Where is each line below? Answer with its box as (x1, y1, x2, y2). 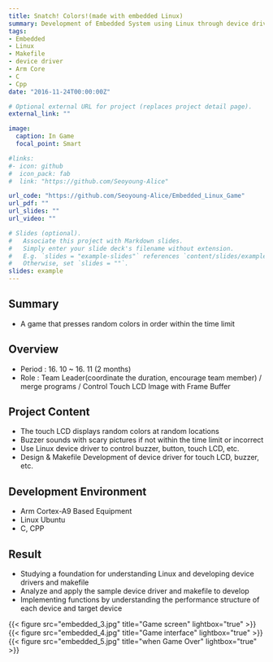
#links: (8, 154, 35, 163)
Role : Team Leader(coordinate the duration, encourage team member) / (19, 372, 262, 383)
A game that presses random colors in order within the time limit (19, 318, 236, 328)
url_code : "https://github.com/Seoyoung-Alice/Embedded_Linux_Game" (8, 192, 245, 200)
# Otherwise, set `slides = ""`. (8, 260, 129, 268)
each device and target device (19, 603, 123, 613)
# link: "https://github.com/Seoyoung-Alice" (8, 177, 169, 186)
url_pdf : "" (8, 199, 49, 208)
